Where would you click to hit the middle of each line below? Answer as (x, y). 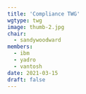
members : (20, 47)
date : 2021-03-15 (33, 73)
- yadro (25, 60)
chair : (17, 34)
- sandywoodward (37, 40)
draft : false (26, 80)
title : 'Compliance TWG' (44, 14)
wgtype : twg (25, 20)
